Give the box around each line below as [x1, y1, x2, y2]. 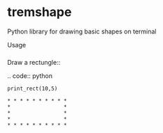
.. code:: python [7, 72, 53, 80]
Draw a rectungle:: [7, 58, 61, 67]
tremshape [7, 4, 72, 20]
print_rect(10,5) [7, 85, 58, 93]
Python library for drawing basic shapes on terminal [7, 27, 157, 36]
